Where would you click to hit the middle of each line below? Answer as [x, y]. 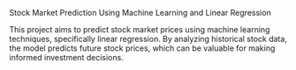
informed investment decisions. [66, 57]
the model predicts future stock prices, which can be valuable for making [142, 48]
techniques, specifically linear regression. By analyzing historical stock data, [148, 39]
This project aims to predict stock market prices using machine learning [140, 29]
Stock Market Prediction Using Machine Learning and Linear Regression [140, 13]
